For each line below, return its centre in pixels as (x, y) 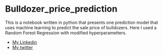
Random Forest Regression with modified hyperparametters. (66, 33)
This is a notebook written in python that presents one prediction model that (81, 22)
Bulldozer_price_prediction (61, 9)
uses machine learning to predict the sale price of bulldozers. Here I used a (81, 27)
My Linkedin (24, 42)
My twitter (23, 47)
